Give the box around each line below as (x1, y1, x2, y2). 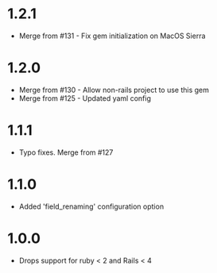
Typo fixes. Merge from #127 (18, 148, 114, 157)
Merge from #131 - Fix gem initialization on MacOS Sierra (18, 31, 206, 40)
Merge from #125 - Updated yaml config (18, 93, 152, 103)
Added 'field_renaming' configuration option (18, 202, 165, 211)
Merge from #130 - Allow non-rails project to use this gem (18, 85, 210, 94)
